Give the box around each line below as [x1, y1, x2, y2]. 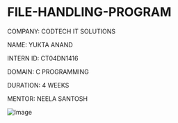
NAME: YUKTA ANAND [7, 40, 73, 49]
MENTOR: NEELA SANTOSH [7, 95, 88, 103]
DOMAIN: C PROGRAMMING [7, 67, 89, 76]
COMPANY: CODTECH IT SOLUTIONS [7, 27, 116, 35]
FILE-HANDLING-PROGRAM [7, 4, 172, 20]
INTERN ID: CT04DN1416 [7, 54, 79, 63]
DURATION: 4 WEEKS [7, 81, 70, 89]
